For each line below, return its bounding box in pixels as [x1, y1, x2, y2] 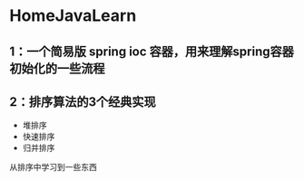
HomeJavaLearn [9, 5, 137, 26]
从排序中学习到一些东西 [9, 162, 97, 173]
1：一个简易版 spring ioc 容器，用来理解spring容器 [9, 43, 295, 59]
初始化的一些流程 [9, 61, 105, 76]
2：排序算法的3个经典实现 [9, 94, 156, 110]
